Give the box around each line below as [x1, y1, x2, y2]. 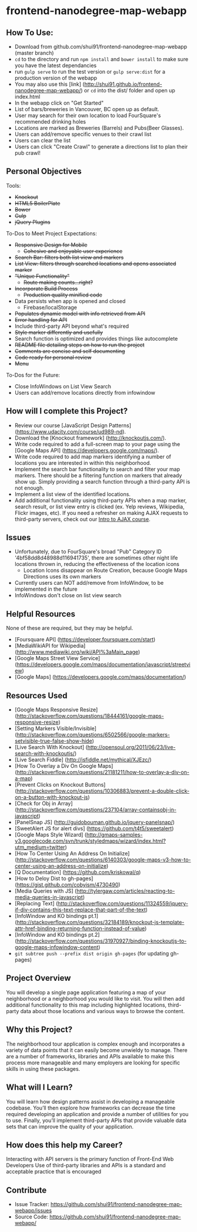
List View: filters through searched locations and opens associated [14, 260, 176, 267]
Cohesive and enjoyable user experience [23, 247, 123, 254]
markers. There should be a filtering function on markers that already [14, 472, 182, 479]
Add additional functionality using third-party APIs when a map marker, [14, 497, 187, 504]
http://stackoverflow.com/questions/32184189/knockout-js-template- [16, 919, 185, 926]
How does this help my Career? [6, 1140, 123, 1150]
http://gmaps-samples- [86, 831, 143, 838]
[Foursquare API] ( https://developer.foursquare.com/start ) [14, 636, 156, 643]
